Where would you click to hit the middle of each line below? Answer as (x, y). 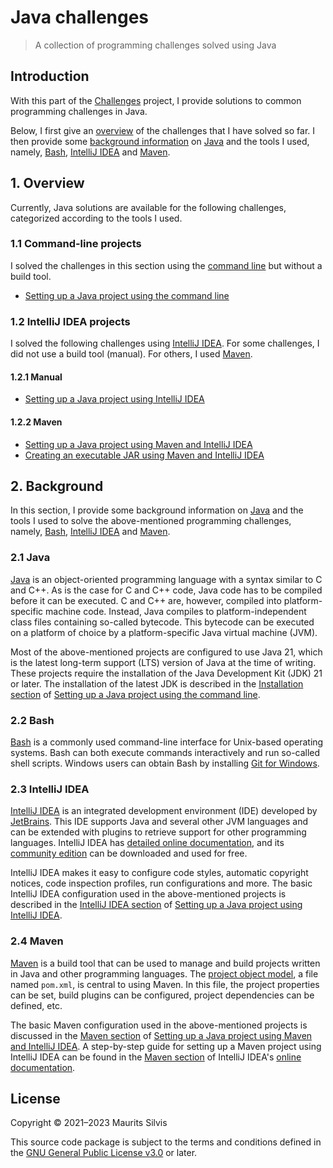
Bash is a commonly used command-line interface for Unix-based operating (167, 742)
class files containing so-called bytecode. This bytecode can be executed (162, 622)
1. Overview (47, 183)
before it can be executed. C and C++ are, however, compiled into (146, 600)
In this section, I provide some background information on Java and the (157, 510)
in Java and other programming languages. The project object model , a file (164, 973)
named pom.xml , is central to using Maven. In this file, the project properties (165, 984)
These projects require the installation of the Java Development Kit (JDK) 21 (166, 673)
